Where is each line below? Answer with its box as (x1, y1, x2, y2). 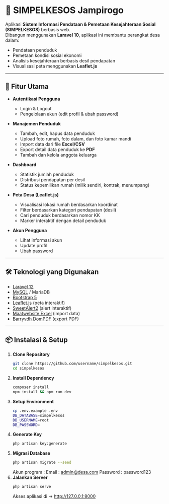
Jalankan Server (12, 474, 48, 480)
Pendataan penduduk (12, 47, 57, 53)
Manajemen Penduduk (12, 120, 61, 126)
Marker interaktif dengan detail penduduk (20, 218, 107, 224)
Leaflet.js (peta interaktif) (12, 300, 65, 306)
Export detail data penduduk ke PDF (20, 146, 95, 153)
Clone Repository (12, 351, 50, 357)
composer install (12, 385, 49, 390)
